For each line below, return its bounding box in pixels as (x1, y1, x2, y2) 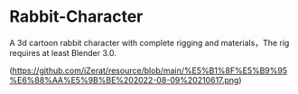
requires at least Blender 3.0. (9, 47, 117, 58)
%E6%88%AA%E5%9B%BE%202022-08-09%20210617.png (9, 74, 239, 85)
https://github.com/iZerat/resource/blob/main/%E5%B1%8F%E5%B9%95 (12, 65, 288, 76)
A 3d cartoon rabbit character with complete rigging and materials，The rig (9, 37, 290, 48)
